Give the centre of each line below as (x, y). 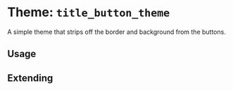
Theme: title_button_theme (89, 12)
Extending (30, 78)
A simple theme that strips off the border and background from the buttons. (117, 32)
